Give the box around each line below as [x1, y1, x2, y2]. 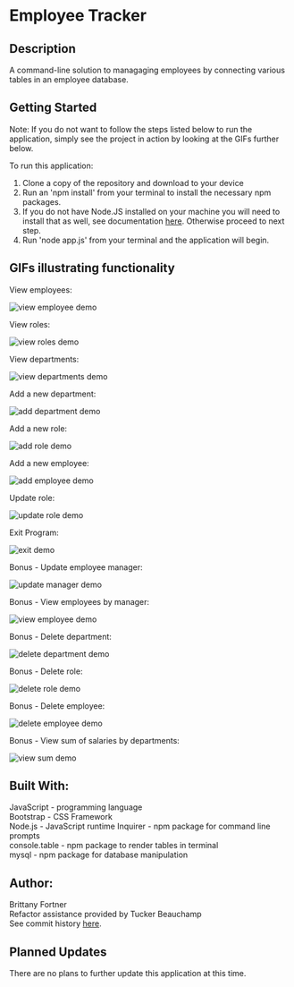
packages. [21, 196, 62, 207]
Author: [9, 875, 54, 890]
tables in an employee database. [9, 74, 130, 85]
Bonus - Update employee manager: [9, 561, 143, 573]
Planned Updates [9, 944, 107, 959]
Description [9, 41, 76, 56]
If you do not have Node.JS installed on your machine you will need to [21, 206, 281, 217]
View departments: [9, 353, 80, 364]
